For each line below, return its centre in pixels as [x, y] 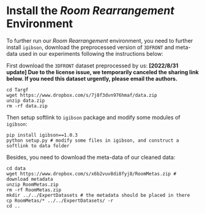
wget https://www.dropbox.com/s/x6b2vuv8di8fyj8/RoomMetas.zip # [91, 174]
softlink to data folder [38, 146]
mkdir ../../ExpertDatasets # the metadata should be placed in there [98, 195]
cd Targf [17, 90]
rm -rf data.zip [27, 106]
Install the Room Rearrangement [90, 11]
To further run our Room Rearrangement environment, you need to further [100, 40]
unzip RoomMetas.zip [33, 185]
